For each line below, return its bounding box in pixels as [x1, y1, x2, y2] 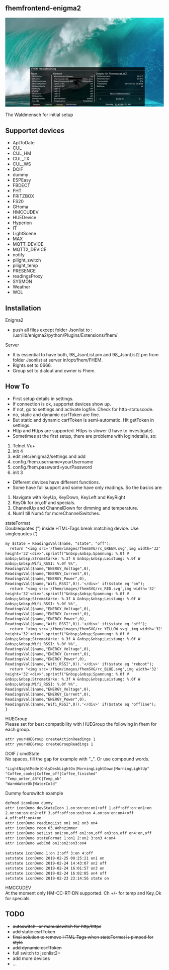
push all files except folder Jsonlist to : [12, 327, 93, 333]
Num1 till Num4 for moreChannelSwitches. [12, 510, 101, 516]
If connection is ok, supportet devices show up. [12, 401, 112, 407]
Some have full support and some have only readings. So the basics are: [12, 484, 163, 491]
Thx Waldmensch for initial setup [5, 112, 73, 118]
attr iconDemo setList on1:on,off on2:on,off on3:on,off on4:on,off [5, 830, 152, 836]
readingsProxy [12, 273, 43, 279]
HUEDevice [12, 215, 37, 221]
